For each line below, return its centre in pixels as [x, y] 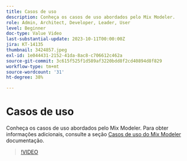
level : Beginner [26, 28]
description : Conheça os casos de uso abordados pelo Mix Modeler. [91, 17]
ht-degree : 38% [25, 77]
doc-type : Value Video [34, 34]
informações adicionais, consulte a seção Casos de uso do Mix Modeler [93, 134]
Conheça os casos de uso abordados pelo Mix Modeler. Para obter [87, 128]
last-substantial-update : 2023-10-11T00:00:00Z [66, 39]
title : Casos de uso [32, 11]
